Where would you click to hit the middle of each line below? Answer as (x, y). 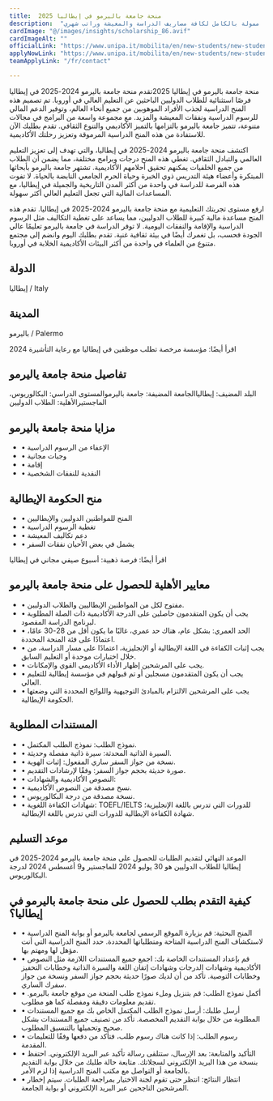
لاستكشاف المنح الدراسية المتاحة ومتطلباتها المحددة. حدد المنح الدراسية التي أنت (142, 941)
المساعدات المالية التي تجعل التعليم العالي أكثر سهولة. (91, 193)
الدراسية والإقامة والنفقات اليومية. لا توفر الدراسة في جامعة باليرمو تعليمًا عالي (126, 226)
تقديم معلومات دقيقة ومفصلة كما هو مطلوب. (88, 1002)
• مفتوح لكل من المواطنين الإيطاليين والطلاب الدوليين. (102, 604)
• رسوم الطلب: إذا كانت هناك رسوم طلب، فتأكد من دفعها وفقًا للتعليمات (129, 1036)
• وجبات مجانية (44, 456)
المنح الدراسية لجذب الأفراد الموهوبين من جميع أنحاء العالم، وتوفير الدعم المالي (128, 108)
